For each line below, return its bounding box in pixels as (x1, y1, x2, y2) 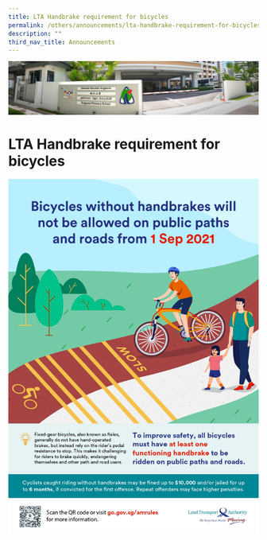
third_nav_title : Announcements (8, 38, 115, 46)
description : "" (8, 29, 62, 37)
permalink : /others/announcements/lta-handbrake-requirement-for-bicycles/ (8, 21, 265, 29)
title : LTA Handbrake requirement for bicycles (8, 13, 169, 21)
